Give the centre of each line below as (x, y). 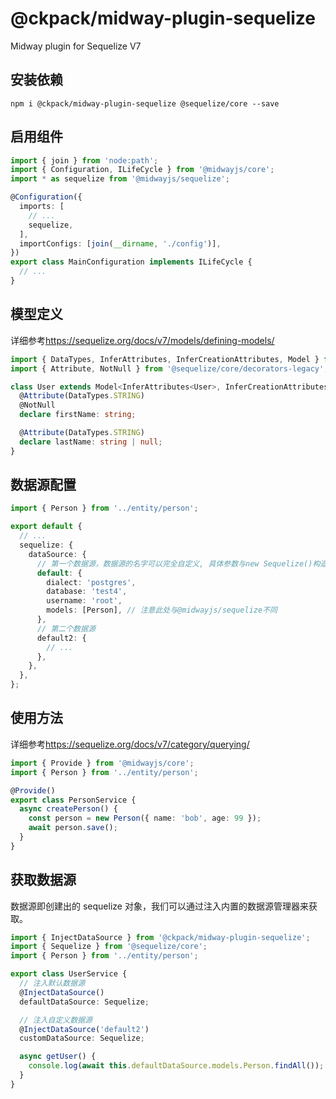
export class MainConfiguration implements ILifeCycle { (131, 262)
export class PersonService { (73, 800)
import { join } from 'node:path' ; (84, 160)
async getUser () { (58, 1057)
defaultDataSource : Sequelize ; (84, 1002)
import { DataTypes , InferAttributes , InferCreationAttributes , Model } (165, 359)
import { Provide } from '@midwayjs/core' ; (102, 763)
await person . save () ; (73, 828)
